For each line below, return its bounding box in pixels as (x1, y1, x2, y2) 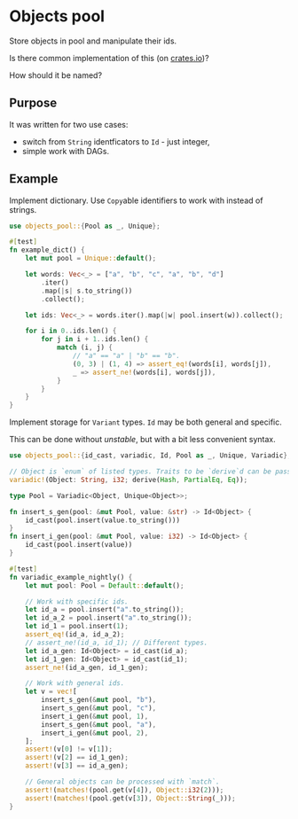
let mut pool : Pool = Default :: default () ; (25, 581, 184, 590)
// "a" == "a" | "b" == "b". (72, 352, 180, 361)
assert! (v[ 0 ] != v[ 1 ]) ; (25, 745, 114, 754)
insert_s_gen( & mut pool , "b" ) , (41, 696, 157, 705)
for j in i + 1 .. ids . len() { (41, 335, 149, 344)
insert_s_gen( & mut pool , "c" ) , (41, 704, 157, 713)
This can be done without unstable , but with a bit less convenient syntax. (9, 434, 277, 445)
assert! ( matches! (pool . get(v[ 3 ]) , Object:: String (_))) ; (25, 793, 237, 803)
